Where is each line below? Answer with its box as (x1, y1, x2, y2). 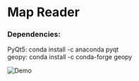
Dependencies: (7, 30, 61, 39)
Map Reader (7, 4, 80, 20)
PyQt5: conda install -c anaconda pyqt (7, 45, 119, 54)
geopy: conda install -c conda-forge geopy (7, 53, 133, 61)
